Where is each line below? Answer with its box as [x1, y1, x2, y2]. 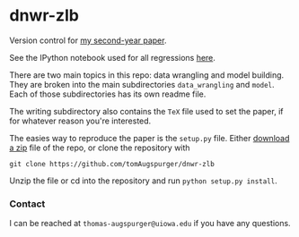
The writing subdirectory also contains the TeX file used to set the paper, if [9, 106, 284, 116]
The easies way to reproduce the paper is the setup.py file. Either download [9, 132, 290, 143]
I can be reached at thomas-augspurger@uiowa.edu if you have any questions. [9, 218, 291, 229]
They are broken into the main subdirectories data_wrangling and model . [9, 79, 276, 89]
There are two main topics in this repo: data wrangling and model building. [9, 69, 285, 80]
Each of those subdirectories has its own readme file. [9, 89, 207, 99]
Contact [9, 198, 46, 210]
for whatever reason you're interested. [9, 115, 152, 126]
